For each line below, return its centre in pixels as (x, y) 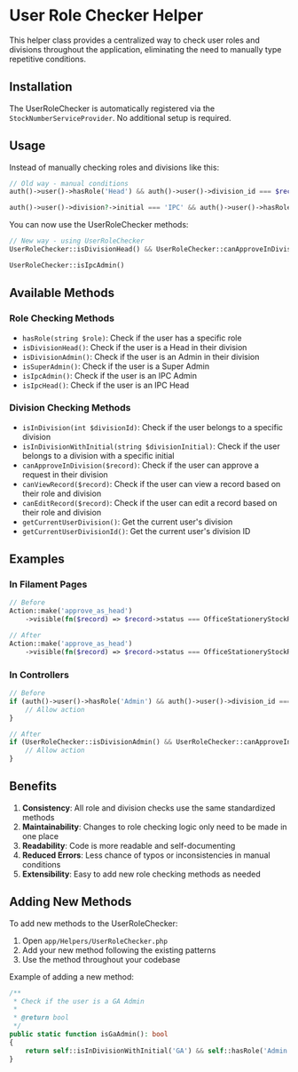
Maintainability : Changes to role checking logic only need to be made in (154, 827)
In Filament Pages (48, 585)
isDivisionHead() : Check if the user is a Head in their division (134, 347)
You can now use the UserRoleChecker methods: (99, 225)
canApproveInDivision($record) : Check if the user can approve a (141, 465)
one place (40, 836)
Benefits (33, 786)
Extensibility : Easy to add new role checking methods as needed (141, 874)
